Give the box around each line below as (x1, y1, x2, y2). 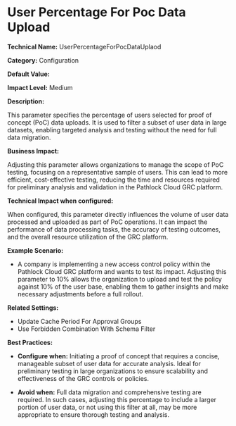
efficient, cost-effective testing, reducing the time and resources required (7, 175, 220, 184)
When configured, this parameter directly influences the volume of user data (7, 210, 229, 218)
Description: (7, 96, 44, 106)
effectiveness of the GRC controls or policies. (17, 374, 150, 382)
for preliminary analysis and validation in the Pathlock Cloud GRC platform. (7, 182, 223, 191)
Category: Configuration (7, 56, 79, 64)
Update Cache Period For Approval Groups (17, 317, 142, 325)
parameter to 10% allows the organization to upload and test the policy (17, 275, 223, 283)
